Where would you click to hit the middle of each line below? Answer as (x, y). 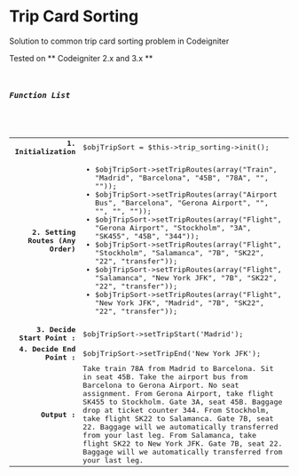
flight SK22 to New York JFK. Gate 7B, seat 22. (183, 444)
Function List (40, 95)
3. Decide (56, 330)
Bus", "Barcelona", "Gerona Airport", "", (181, 203)
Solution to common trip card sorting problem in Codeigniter (119, 41)
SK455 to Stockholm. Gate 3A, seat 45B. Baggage (183, 402)
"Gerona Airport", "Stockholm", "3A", (173, 228)
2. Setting (54, 232)
